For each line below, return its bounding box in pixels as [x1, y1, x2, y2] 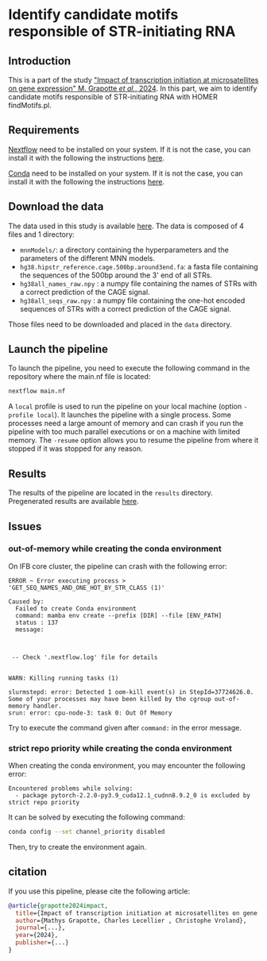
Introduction [8, 54, 72, 68]
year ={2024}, [15, 932, 59, 940]
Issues [8, 519, 42, 533]
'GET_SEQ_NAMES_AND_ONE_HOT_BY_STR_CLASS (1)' [8, 583, 165, 591]
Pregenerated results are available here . [8, 497, 139, 506]
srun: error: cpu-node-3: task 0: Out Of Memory [8, 709, 172, 717]
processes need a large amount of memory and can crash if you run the [8, 419, 244, 428]
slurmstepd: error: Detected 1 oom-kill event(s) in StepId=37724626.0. [8, 688, 254, 696]
